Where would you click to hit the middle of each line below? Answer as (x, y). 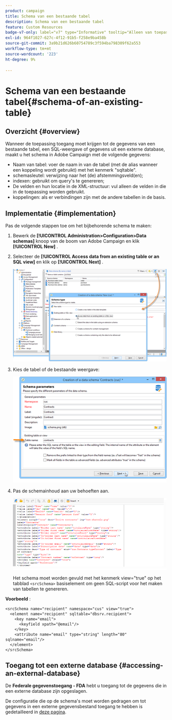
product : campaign (25, 11)
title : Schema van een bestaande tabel (48, 16)
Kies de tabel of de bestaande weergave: (56, 369)
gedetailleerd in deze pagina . (36, 712)
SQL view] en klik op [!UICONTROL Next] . (58, 262)
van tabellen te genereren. (40, 589)
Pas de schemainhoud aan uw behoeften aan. (61, 491)
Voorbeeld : (18, 599)
